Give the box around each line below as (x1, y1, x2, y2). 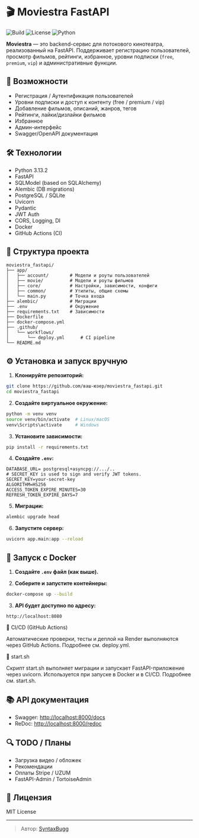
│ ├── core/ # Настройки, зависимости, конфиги (6, 283, 158, 289)
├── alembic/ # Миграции (6, 298, 97, 304)
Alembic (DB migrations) (14, 185, 75, 192)
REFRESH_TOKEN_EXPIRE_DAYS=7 (6, 492, 78, 498)
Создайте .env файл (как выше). (14, 569, 99, 575)
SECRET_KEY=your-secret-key (6, 477, 76, 483)
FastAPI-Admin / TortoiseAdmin (14, 775, 92, 782)
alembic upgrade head (6, 514, 60, 520)
